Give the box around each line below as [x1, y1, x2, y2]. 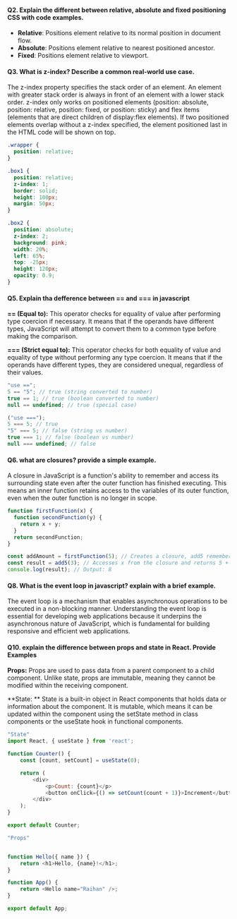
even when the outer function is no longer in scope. [7, 494, 157, 502]
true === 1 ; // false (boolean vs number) [7, 434, 134, 441]
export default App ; [7, 905, 68, 913]
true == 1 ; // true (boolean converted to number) [7, 395, 159, 402]
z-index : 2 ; [13, 233, 49, 240]
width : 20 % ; [13, 245, 49, 253]
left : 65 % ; [13, 252, 46, 260]
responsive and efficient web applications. [7, 627, 130, 635]
